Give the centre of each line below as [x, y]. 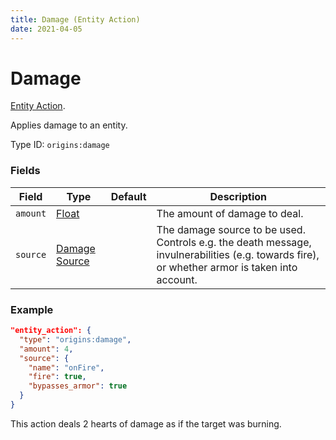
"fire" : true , [57, 377]
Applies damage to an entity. [69, 125]
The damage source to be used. [231, 229]
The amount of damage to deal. [230, 213]
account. [177, 279]
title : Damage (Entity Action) [75, 19]
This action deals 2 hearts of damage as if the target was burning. [146, 423]
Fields [25, 171]
